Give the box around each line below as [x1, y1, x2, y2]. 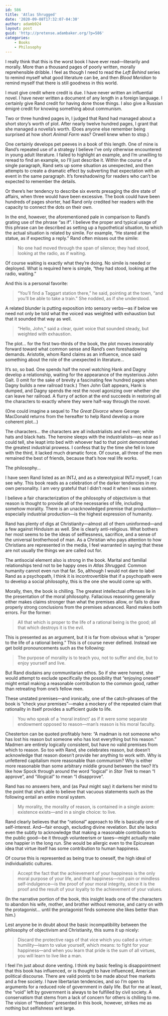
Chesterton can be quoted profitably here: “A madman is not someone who [5, 731, 160, 737]
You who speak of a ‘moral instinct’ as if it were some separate [17, 716, 147, 722]
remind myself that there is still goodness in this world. [5, 80, 118, 86]
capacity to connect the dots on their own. [5, 204, 93, 210]
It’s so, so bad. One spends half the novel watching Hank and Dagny [5, 366, 146, 372]
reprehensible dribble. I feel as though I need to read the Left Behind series [5, 69, 160, 75]
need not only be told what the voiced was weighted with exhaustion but [5, 310, 155, 316]
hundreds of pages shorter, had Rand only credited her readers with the [5, 199, 154, 205]
